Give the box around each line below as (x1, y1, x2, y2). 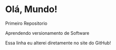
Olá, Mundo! (5, 4, 58, 15)
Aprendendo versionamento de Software (5, 30, 89, 36)
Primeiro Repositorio (5, 20, 48, 26)
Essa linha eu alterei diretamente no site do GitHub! (5, 39, 111, 46)
